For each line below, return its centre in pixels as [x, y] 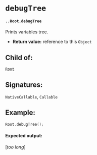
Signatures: [24, 85]
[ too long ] [16, 147]
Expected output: [24, 136]
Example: [20, 113]
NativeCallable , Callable [32, 97]
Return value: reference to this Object [52, 42]
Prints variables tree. [27, 32]
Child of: [19, 57]
